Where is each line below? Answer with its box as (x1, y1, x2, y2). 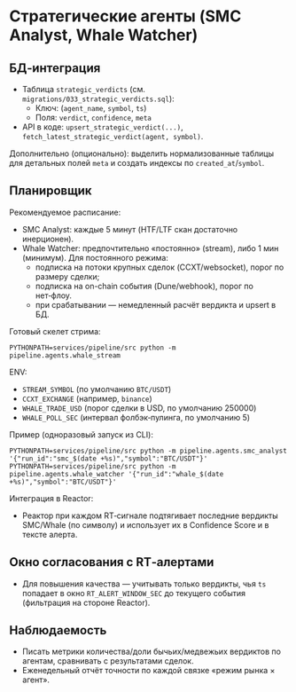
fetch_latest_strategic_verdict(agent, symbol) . (21, 131, 204, 141)
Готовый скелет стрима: (9, 326, 101, 336)
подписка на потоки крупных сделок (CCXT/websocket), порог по (35, 262, 284, 272)
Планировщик (9, 184, 92, 199)
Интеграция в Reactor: (9, 492, 94, 503)
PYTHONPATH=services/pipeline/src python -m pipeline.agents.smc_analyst (9, 446, 288, 455)
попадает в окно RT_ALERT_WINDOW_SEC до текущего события (21, 587, 246, 598)
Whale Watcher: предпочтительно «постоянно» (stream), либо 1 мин (21, 242, 279, 254)
